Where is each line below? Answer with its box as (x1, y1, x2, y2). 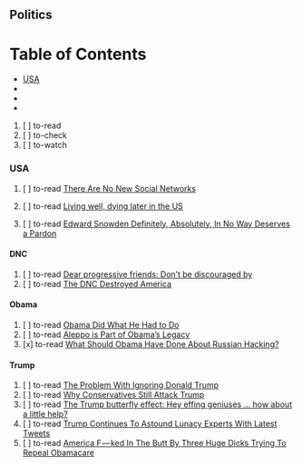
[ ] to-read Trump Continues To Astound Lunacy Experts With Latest (22, 418, 278, 430)
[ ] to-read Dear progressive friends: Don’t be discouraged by (22, 268, 253, 280)
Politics (9, 7, 53, 23)
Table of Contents (9, 44, 147, 65)
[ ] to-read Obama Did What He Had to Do (22, 320, 180, 331)
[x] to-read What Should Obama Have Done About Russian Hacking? (22, 339, 279, 350)
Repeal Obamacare (22, 447, 95, 458)
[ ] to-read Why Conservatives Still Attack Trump (22, 390, 205, 401)
